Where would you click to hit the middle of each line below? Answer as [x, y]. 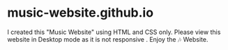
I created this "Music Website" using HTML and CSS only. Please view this [114, 32]
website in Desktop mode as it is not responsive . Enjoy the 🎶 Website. [108, 39]
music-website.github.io [81, 13]
